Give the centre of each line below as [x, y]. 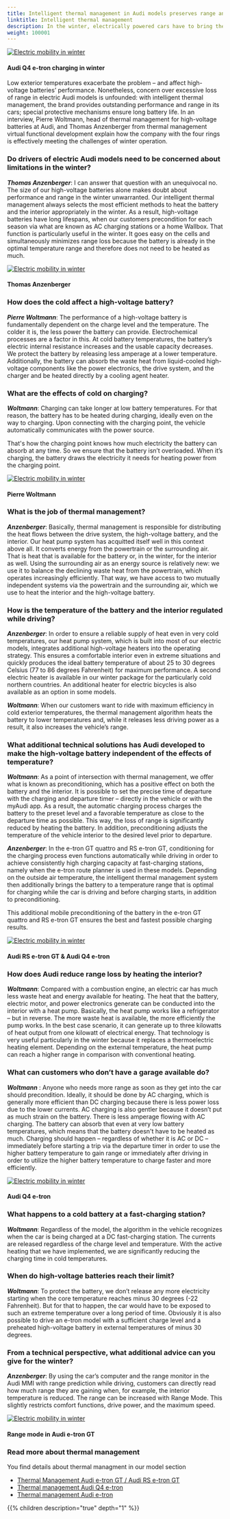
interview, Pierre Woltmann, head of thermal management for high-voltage [112, 119]
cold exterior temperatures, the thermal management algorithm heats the [110, 713]
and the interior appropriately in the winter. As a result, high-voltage [103, 212]
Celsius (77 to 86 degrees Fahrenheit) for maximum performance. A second [114, 670]
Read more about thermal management [74, 1452]
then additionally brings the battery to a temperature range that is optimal [111, 885]
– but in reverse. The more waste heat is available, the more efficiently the [111, 1018]
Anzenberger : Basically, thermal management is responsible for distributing [114, 527]
